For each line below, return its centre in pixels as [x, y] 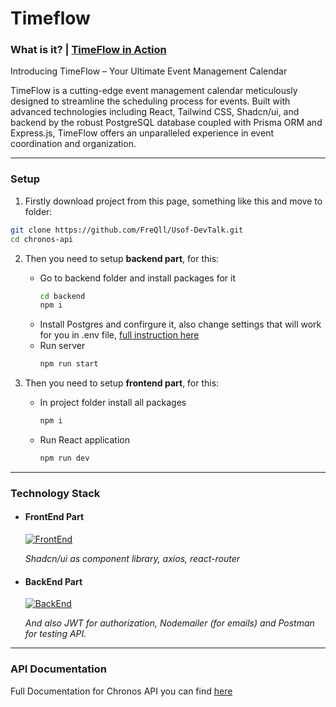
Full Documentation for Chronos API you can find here [121, 691]
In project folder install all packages [113, 403]
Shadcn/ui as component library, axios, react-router [132, 559]
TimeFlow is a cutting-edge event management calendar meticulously [154, 91]
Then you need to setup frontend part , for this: [122, 383]
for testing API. [55, 634]
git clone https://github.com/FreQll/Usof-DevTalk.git [127, 230]
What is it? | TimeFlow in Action [88, 50]
